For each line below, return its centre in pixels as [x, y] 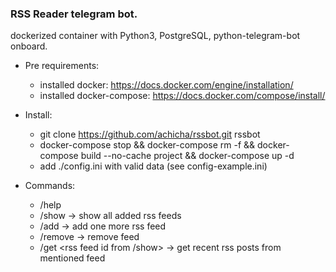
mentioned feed [72, 258]
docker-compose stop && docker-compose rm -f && [147, 145]
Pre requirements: [62, 66]
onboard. [29, 46]
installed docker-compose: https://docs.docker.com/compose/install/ [182, 96]
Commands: [50, 186]
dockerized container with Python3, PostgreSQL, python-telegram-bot [155, 36]
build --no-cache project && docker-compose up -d [187, 156]
